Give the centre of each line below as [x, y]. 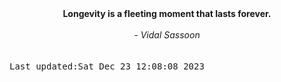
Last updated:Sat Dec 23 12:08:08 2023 [107, 66]
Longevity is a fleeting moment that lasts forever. [167, 13]
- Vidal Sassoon [167, 35]
